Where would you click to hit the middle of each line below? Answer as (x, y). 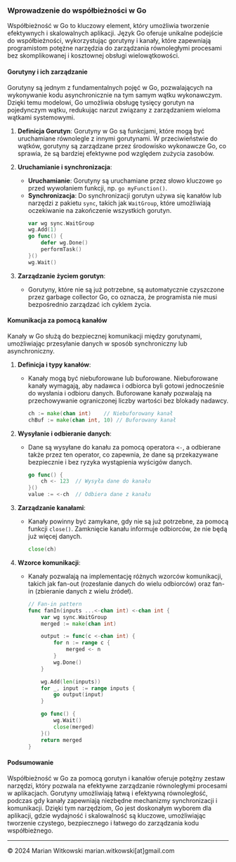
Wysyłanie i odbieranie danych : (65, 433)
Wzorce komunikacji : (49, 562)
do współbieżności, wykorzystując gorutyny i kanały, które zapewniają (109, 41)
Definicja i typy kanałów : (54, 365)
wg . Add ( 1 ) (42, 230)
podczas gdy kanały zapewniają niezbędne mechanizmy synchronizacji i (112, 800)
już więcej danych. (55, 537)
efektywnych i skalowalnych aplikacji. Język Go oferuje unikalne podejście (115, 33)
